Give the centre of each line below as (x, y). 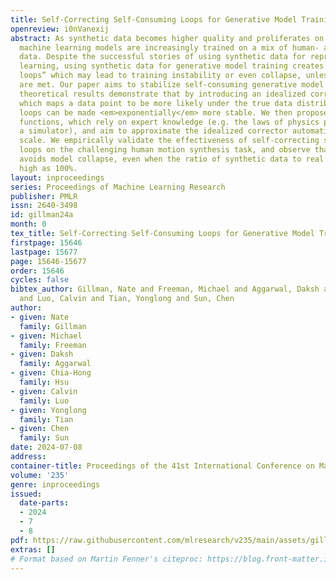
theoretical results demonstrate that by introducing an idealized (163, 94)
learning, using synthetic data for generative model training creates (172, 66)
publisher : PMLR (44, 196)
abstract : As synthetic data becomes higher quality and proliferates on (167, 38)
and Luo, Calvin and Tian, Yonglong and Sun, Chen (127, 299)
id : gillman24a (42, 215)
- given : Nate (40, 317)
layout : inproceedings (57, 177)
